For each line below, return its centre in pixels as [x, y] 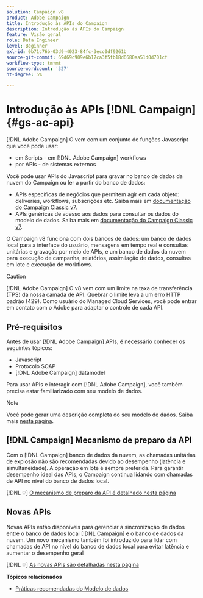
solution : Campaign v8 [35, 12]
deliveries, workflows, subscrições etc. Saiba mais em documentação [103, 201]
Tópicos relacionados [34, 577]
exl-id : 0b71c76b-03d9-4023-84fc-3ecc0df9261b [66, 52]
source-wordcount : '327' [38, 69]
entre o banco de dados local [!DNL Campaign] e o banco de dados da [95, 533]
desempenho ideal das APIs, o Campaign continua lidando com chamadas [100, 474]
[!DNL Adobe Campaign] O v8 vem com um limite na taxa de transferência [99, 288]
